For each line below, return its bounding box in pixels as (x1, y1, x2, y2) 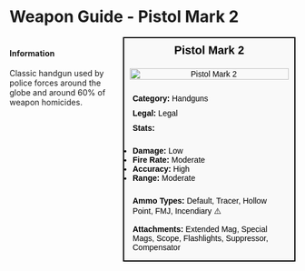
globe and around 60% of (9, 87, 106, 98)
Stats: (133, 123, 155, 133)
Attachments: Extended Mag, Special (133, 224, 268, 234)
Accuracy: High (133, 164, 191, 174)
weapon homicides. (9, 97, 84, 108)
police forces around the (9, 77, 102, 88)
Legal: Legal (133, 107, 179, 118)
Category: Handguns (133, 93, 209, 104)
